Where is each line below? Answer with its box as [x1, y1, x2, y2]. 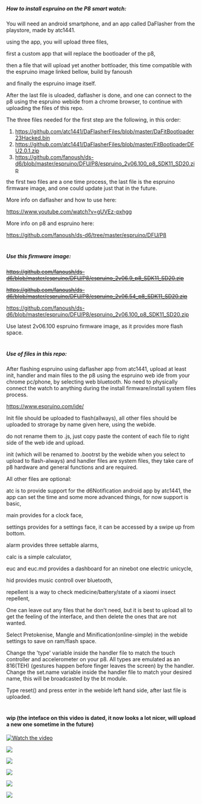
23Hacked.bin [14, 134, 50, 142]
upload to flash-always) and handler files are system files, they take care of [6, 457, 194, 465]
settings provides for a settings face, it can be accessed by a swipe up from [6, 523, 195, 531]
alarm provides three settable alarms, [6, 541, 99, 549]
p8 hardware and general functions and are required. [6, 463, 138, 471]
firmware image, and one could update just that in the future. [6, 185, 157, 192]
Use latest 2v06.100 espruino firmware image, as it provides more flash [6, 322, 183, 330]
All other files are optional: [6, 476, 72, 483]
